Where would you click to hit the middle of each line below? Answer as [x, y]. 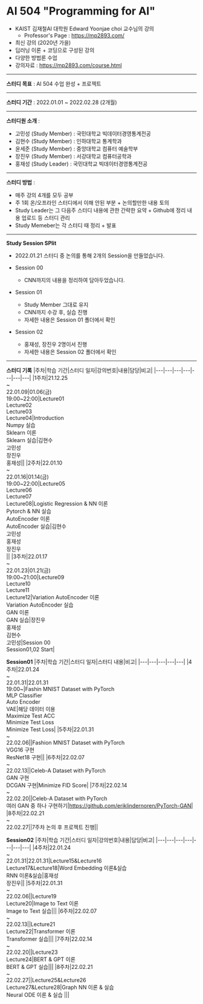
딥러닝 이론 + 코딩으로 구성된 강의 [55, 50]
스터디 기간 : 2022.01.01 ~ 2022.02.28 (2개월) [62, 102]
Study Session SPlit [31, 243]
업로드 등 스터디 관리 [46, 217]
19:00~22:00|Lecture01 [35, 398]
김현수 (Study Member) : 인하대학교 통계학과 [68, 141]
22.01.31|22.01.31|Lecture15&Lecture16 [54, 861]
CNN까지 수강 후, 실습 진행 [56, 312]
